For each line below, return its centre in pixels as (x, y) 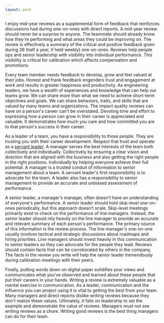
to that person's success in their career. (45, 127)
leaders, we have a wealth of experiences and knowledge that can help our (81, 90)
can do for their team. (27, 316)
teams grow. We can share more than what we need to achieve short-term (80, 95)
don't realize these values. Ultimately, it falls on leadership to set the (74, 300)
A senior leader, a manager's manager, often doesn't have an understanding (82, 197)
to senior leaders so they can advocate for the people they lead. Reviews (79, 244)
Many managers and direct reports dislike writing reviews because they (77, 295)
